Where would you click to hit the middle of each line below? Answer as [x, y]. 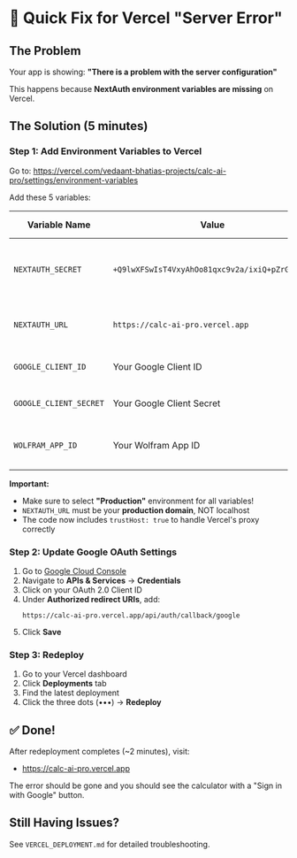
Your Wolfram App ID [156, 445]
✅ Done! [32, 730]
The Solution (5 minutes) [79, 126]
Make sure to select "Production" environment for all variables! [138, 501]
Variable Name [59, 225]
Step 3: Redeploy [47, 655]
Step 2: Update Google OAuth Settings [93, 552]
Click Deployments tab [64, 684]
